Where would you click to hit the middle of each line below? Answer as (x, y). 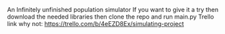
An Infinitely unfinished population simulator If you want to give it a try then (113, 10)
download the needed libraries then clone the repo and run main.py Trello (110, 17)
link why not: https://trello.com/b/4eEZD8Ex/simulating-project (96, 24)
